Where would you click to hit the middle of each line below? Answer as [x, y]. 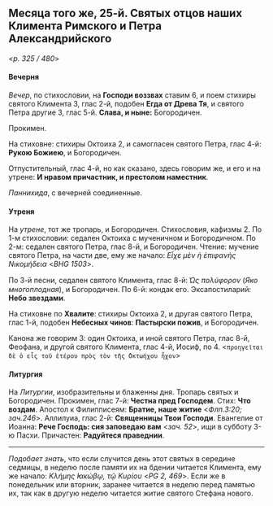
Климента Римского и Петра [85, 26]
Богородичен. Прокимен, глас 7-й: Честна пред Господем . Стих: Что [130, 401]
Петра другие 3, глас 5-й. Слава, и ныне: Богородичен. [105, 112]
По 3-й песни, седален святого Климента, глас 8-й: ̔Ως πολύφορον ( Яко [133, 281]
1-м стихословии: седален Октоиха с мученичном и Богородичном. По [132, 238]
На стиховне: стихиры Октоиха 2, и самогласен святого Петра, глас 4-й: [135, 144]
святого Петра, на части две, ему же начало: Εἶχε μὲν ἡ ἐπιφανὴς [122, 255]
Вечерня [24, 77]
